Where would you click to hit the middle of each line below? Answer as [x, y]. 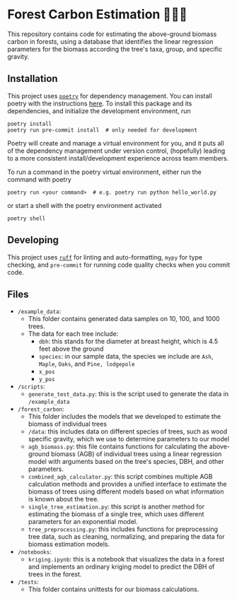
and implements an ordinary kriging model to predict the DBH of [121, 567]
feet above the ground [71, 349]
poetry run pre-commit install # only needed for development [103, 130]
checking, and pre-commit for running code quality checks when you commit [119, 264]
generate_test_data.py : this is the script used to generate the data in [128, 394]
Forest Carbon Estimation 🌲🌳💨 [97, 14]
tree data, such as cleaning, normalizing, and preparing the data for [126, 537]
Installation [33, 79]
